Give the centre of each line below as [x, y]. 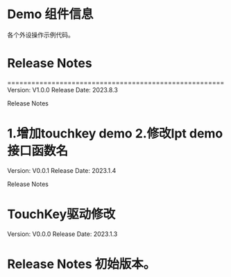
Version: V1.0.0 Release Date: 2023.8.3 [62, 90]
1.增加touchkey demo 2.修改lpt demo [115, 134]
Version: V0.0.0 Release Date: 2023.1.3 [62, 234]
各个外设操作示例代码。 [41, 35]
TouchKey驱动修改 [61, 214]
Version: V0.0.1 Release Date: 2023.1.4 [62, 170]
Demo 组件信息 [50, 14]
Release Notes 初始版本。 [82, 264]
